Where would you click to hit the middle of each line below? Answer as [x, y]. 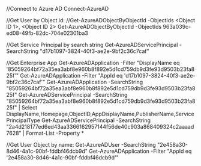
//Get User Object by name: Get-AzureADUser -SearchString [81, 145]
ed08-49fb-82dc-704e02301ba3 [47, 33]
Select [30, 107]
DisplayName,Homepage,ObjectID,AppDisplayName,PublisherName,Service [100, 114]
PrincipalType [23, 120]
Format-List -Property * [55, 133]
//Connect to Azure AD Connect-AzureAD [58, 9]
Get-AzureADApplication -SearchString [95, 82]
